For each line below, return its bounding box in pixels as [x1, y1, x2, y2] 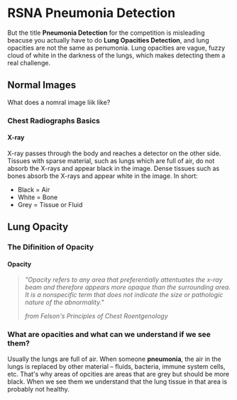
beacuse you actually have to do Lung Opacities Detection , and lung [7, 35, 209, 44]
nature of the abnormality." [24, 298, 104, 306]
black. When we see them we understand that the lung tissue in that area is [7, 377, 228, 386]
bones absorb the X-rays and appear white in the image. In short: [7, 172, 199, 180]
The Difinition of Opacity [7, 243, 94, 252]
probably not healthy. [7, 384, 70, 393]
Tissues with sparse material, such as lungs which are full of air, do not [7, 156, 215, 165]
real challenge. [7, 58, 51, 67]
